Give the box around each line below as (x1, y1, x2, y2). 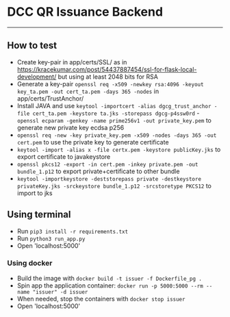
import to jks (16, 189, 53, 197)
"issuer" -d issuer (32, 288, 88, 295)
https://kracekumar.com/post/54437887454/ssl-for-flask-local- (16, 65, 197, 73)
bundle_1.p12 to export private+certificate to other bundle (16, 167, 180, 175)
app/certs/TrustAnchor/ (16, 94, 84, 103)
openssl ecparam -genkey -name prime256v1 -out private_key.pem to (16, 116, 212, 124)
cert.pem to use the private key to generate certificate (16, 138, 169, 146)
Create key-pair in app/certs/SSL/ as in (16, 58, 127, 66)
